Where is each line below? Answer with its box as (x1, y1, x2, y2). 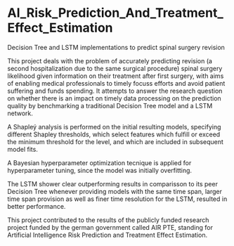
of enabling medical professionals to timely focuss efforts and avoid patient (7, 79, 226, 87)
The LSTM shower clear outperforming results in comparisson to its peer (7, 179, 218, 188)
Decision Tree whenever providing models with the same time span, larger (7, 187, 223, 195)
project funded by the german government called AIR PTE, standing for (7, 223, 213, 231)
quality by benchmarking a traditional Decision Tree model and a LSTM (7, 101, 213, 110)
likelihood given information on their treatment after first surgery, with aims (7, 72, 224, 80)
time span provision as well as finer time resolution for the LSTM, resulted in (7, 195, 228, 203)
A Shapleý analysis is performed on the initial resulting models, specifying (7, 122, 221, 131)
